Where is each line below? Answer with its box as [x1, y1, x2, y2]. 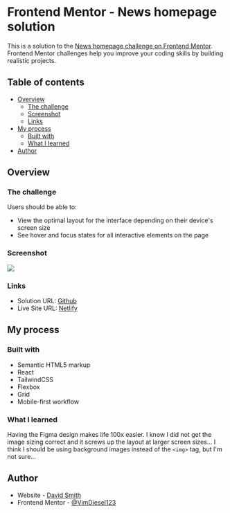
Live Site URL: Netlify [17, 304, 78, 312]
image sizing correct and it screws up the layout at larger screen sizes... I [7, 438, 216, 447]
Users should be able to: [7, 203, 78, 211]
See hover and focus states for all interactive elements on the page [17, 231, 209, 240]
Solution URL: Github [17, 297, 78, 305]
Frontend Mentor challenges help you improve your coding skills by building [7, 49, 224, 57]
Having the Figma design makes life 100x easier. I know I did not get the [7, 431, 212, 439]
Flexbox [17, 382, 40, 391]
